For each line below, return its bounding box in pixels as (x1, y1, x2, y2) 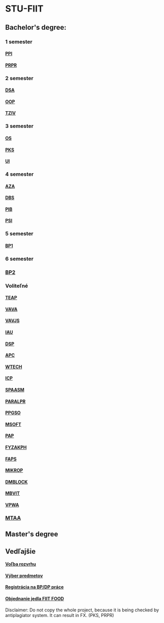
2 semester (5, 74, 34, 82)
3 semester (5, 123, 34, 130)
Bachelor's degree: (5, 23, 66, 32)
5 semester (5, 230, 34, 237)
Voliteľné (5, 282, 29, 289)
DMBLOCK (5, 479, 28, 485)
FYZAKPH (5, 444, 27, 450)
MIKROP (5, 468, 24, 474)
